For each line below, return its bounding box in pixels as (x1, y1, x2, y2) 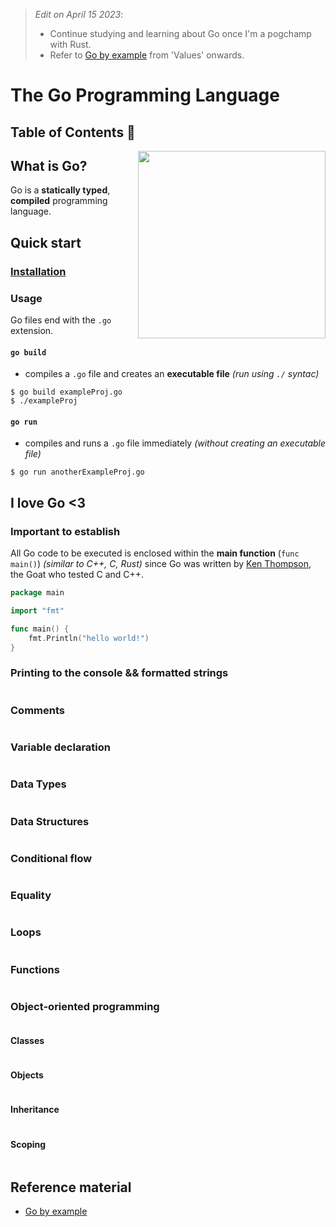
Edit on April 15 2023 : (34, 9, 124, 20)
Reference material (10, 1179, 132, 1196)
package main (10, 588, 65, 598)
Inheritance (10, 1104, 60, 1116)
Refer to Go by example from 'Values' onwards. (49, 49, 245, 61)
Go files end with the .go (10, 314, 112, 326)
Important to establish (10, 524, 121, 538)
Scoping (10, 1138, 47, 1150)
